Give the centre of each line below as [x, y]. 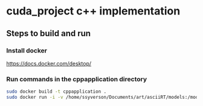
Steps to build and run [49, 33]
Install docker [27, 51]
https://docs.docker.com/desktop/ [49, 63]
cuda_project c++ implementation [93, 11]
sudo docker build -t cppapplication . [56, 92]
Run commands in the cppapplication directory [77, 79]
